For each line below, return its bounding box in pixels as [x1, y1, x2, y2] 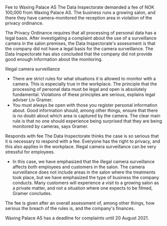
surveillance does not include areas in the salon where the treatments [12, 169, 156, 175]
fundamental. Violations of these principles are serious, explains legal [12, 92, 156, 97]
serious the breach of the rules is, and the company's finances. [5, 206, 135, 211]
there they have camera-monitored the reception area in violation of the [5, 15, 153, 20]
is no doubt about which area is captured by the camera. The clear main [12, 113, 161, 119]
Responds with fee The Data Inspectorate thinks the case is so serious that [5, 133, 159, 139]
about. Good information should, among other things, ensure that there [12, 107, 158, 113]
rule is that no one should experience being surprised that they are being [12, 118, 163, 124]
